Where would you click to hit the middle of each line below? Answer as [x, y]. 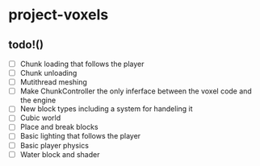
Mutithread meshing [53, 82]
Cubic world [40, 118]
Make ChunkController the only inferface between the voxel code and [136, 91]
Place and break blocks [59, 127]
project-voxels [59, 15]
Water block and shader [60, 154]
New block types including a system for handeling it [106, 109]
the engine [38, 100]
